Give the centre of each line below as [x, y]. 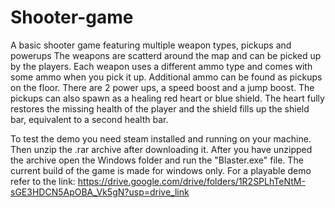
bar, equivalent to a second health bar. [89, 119]
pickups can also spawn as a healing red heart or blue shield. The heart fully [167, 98]
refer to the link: [43, 181]
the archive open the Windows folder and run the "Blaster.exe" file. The [157, 160]
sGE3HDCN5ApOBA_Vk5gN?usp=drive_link [100, 192]
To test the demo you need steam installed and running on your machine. [161, 138]
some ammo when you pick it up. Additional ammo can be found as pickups [166, 77]
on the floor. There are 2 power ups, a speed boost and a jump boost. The [162, 87]
